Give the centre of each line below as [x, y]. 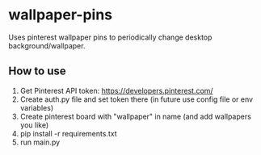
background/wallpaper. [47, 45]
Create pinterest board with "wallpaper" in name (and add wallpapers [136, 116]
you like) [34, 125]
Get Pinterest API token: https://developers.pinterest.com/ [116, 90]
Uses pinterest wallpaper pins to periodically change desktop [110, 37]
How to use [37, 71]
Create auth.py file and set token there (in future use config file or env [136, 99]
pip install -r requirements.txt [68, 133]
